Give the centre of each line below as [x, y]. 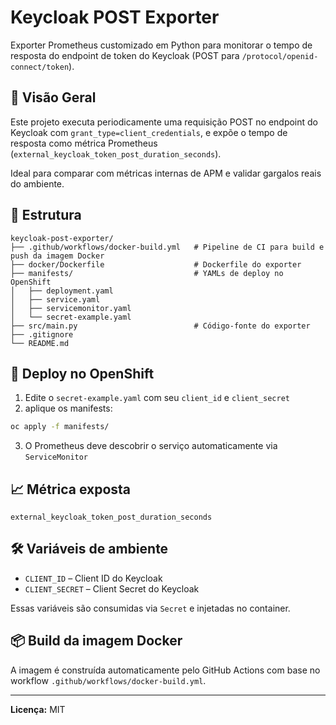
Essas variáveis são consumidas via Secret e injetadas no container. [150, 608]
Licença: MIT [38, 709]
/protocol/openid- [280, 56]
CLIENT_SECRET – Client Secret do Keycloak [112, 588]
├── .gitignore [42, 334]
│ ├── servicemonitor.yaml [71, 308]
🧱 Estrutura [46, 215]
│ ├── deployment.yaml [62, 291]
